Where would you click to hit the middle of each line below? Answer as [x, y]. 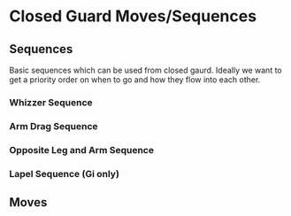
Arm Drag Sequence [54, 126]
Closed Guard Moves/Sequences [133, 16]
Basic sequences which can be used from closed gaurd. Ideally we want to [145, 70]
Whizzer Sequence [51, 102]
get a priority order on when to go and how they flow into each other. [135, 80]
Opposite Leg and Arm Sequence [82, 150]
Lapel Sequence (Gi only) [64, 174]
